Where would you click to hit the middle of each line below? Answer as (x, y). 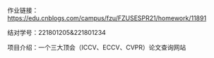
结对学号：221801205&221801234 (57, 32)
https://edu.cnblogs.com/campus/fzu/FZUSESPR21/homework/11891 (107, 18)
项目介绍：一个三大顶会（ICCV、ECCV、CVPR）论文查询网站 (97, 47)
